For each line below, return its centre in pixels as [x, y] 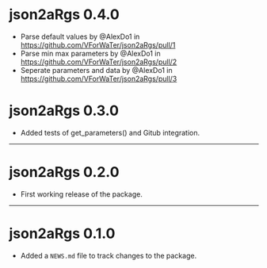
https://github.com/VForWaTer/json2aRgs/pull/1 [98, 44]
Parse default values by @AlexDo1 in [80, 36]
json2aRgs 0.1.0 [62, 234]
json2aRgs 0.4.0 [64, 15]
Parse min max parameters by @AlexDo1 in [90, 53]
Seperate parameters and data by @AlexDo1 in [96, 70]
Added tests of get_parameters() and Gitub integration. [110, 132]
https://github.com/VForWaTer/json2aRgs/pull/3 [99, 78]
